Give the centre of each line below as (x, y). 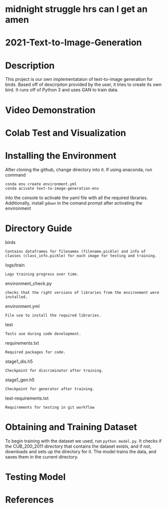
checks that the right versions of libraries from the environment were (82, 292)
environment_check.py (29, 283)
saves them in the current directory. (42, 457)
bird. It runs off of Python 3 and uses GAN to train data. (62, 90)
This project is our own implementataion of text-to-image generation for (79, 79)
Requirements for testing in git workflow (50, 407)
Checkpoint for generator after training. (50, 389)
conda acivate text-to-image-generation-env (52, 188)
